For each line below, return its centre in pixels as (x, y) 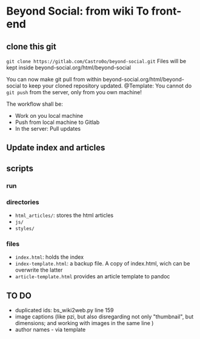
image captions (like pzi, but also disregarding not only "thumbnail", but (104, 317)
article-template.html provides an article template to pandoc (92, 276)
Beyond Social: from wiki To (78, 11)
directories (23, 202)
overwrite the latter (39, 270)
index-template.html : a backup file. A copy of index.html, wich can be (102, 264)
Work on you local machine (49, 116)
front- (166, 11)
